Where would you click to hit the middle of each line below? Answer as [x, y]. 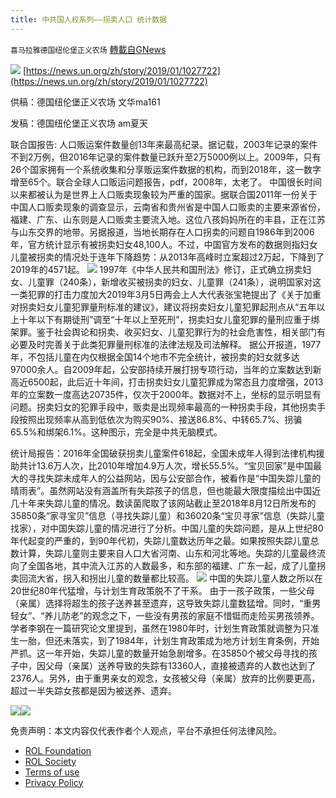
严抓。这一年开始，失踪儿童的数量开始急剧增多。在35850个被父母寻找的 [159, 653]
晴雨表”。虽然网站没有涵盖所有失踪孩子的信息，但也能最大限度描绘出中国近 [166, 490]
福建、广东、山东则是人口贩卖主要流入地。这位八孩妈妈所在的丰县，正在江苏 [168, 219]
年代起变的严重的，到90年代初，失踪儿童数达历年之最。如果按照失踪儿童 [160, 540]
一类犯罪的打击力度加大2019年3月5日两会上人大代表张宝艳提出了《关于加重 [166, 294]
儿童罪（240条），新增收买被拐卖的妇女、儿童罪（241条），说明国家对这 [174, 282]
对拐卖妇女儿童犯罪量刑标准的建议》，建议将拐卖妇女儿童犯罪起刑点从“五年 [163, 307]
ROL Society [50, 761]
